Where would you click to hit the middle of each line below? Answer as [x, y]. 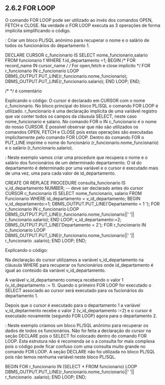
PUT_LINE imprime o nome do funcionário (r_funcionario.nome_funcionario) [82, 143]
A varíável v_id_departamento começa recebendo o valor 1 [65, 280]
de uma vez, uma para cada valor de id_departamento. [61, 173]
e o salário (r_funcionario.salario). [39, 147]
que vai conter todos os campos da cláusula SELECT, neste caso [71, 116]
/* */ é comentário [23, 91]
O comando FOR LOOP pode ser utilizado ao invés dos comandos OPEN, [79, 20]
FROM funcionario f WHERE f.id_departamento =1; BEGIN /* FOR [70, 60]
